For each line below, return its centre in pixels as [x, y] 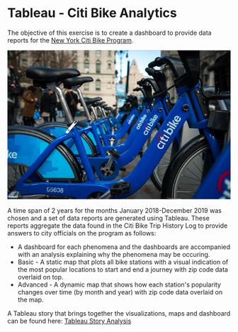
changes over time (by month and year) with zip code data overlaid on [120, 292]
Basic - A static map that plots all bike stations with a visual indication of [123, 262]
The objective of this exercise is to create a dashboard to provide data [109, 33]
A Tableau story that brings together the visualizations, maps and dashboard [119, 313]
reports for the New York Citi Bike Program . [70, 40]
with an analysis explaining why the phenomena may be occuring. [114, 254]
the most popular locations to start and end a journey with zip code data [123, 269]
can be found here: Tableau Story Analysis [69, 321]
